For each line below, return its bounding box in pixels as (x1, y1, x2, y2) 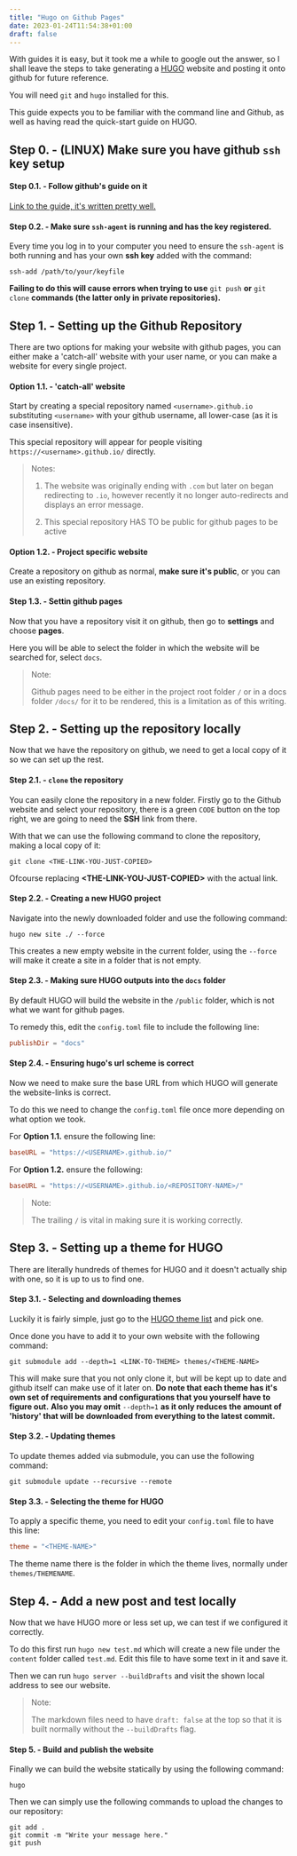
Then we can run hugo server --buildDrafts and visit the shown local (9, 1670, 265, 1681)
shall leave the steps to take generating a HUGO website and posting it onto (9, 63, 286, 74)
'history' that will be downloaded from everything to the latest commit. (9, 1410, 276, 1421)
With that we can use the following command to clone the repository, (9, 830, 262, 841)
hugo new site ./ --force (9, 930, 105, 939)
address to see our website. (9, 1679, 111, 1690)
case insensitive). (9, 419, 74, 431)
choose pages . (9, 625, 65, 636)
